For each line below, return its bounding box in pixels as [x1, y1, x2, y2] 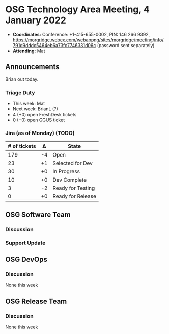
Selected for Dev [52, 160, 93, 167]
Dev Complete [52, 176, 87, 184]
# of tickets [8, 143, 36, 150]
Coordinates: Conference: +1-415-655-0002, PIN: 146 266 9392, [12, 31, 150, 37]
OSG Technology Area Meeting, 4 [5, 4, 150, 15]
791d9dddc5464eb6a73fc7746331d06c [12, 42, 96, 48]
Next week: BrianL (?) [12, 106, 59, 112]
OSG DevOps [5, 255, 47, 264]
